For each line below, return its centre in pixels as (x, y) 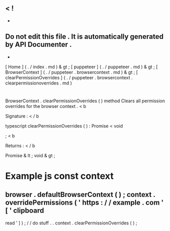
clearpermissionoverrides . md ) (39, 83)
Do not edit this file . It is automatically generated (84, 37)
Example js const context (60, 176)
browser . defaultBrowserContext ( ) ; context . (80, 195)
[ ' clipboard (25, 211)
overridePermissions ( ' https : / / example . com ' (84, 203)
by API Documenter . (39, 45)
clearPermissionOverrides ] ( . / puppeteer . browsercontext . (69, 77)
